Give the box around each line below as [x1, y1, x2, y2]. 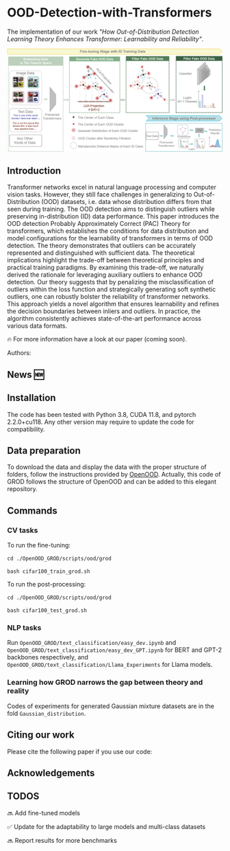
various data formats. [7, 321, 67, 330]
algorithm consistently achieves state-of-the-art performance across [7, 315, 202, 323]
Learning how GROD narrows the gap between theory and [7, 678, 203, 688]
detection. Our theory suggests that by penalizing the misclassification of [7, 278, 214, 286]
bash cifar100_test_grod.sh [7, 607, 88, 614]
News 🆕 [7, 369, 44, 381]
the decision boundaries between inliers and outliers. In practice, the [7, 307, 201, 315]
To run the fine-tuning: [7, 541, 71, 549]
